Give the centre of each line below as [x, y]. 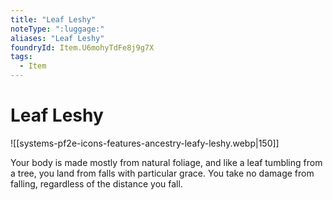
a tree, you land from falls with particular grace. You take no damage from [162, 173]
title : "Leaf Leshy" [53, 19]
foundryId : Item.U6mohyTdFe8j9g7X [82, 47]
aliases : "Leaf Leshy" [57, 38]
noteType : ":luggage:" [57, 29]
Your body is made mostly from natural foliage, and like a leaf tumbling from [166, 162]
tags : [21, 57]
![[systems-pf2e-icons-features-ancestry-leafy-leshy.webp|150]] [145, 143]
